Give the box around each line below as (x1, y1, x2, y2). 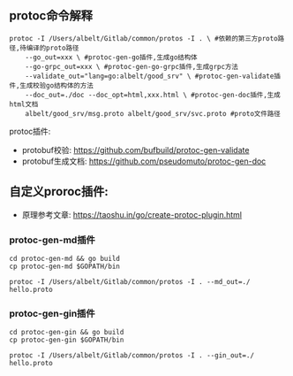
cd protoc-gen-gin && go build (9, 328, 124, 337)
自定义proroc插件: (9, 184, 109, 199)
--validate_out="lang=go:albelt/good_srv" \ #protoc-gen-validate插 (25, 72, 281, 81)
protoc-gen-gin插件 (9, 307, 95, 319)
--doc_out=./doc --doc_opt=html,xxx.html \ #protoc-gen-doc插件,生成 (25, 90, 281, 99)
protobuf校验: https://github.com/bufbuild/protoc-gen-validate (21, 144, 250, 155)
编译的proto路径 (26, 43, 79, 52)
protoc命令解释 (9, 8, 93, 24)
